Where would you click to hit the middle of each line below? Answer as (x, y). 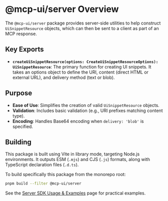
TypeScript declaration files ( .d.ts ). (42, 165)
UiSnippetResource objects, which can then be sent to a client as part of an (82, 28)
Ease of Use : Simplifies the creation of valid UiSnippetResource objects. (86, 105)
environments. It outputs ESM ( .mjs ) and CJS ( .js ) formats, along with (77, 159)
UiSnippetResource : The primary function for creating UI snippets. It (82, 66)
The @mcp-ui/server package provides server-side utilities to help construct (83, 23)
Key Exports (24, 49)
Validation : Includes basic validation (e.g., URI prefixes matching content (87, 110)
